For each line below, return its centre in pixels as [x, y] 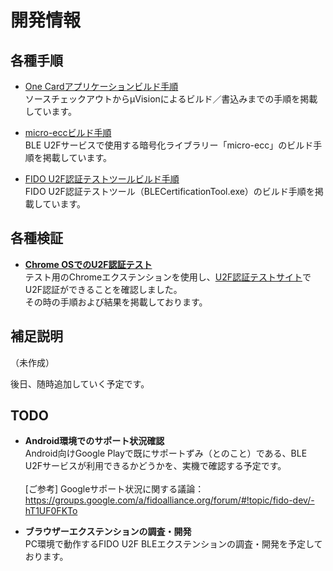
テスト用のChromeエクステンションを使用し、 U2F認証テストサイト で [168, 277]
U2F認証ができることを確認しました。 [103, 289]
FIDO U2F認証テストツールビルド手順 [102, 179]
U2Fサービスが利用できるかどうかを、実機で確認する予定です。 [155, 466]
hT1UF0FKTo [51, 511]
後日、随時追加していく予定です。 [80, 383]
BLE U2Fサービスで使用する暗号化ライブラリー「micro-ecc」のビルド [169, 145]
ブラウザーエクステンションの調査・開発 [108, 532]
